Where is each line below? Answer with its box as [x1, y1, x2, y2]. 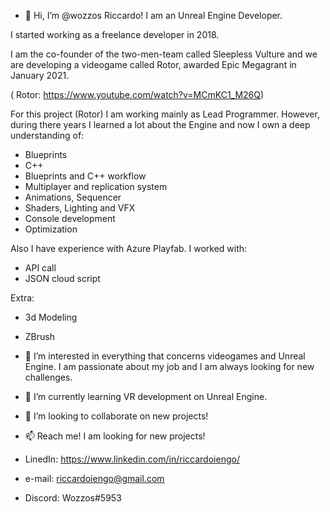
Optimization [24, 223, 78, 235]
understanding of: [10, 130, 85, 141]
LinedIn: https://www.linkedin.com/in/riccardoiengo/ [24, 453, 240, 465]
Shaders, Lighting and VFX [24, 202, 136, 214]
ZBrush [24, 331, 55, 342]
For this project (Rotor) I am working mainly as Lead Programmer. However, [10, 108, 320, 120]
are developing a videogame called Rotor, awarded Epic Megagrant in [10, 59, 297, 70]
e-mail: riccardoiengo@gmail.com [24, 473, 165, 484]
